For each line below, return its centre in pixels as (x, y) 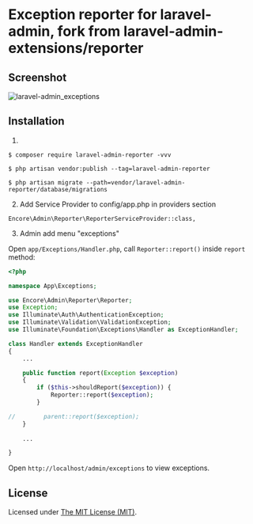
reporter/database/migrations (58, 189)
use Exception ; (33, 308)
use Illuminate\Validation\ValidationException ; (90, 322)
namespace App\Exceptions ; (53, 286)
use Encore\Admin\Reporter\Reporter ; (70, 300)
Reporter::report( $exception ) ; (102, 395)
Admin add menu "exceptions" (70, 233)
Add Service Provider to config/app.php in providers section (117, 204)
